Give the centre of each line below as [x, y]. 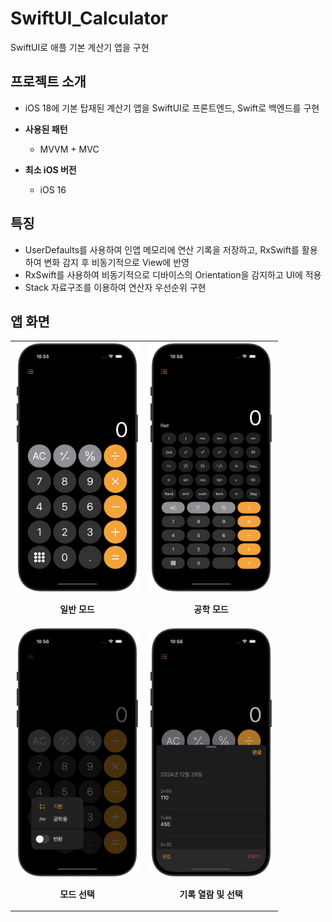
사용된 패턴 [46, 129]
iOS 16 [53, 189]
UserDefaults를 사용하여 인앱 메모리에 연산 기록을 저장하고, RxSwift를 [162, 249]
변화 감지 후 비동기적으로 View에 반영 [116, 262]
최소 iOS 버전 [50, 169]
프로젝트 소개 [48, 82]
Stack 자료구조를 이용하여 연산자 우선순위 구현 [115, 287]
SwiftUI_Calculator [89, 18]
